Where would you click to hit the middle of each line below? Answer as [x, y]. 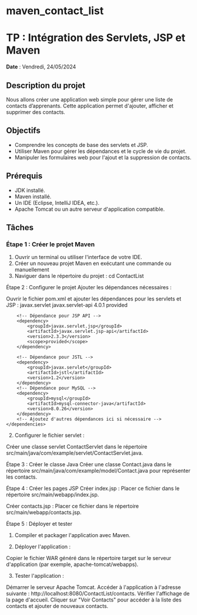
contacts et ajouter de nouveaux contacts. [57, 606]
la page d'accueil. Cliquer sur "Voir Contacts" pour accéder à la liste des [94, 600]
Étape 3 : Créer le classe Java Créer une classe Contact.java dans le [89, 464]
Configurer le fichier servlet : [49, 436]
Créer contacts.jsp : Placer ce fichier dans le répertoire [73, 506]
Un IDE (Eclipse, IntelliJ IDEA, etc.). [57, 202]
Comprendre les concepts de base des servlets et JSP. [81, 145]
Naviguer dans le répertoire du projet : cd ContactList [79, 276]
